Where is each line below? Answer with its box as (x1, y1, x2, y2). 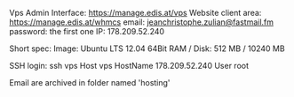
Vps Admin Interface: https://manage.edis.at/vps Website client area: (9, 8, 262, 18)
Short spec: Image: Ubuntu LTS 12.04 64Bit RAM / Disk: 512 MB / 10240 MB (9, 43, 286, 54)
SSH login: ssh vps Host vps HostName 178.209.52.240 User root (9, 61, 250, 71)
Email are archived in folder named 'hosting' (9, 78, 171, 87)
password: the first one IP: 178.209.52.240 (9, 26, 165, 36)
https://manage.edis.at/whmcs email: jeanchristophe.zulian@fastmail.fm (9, 17, 274, 27)
